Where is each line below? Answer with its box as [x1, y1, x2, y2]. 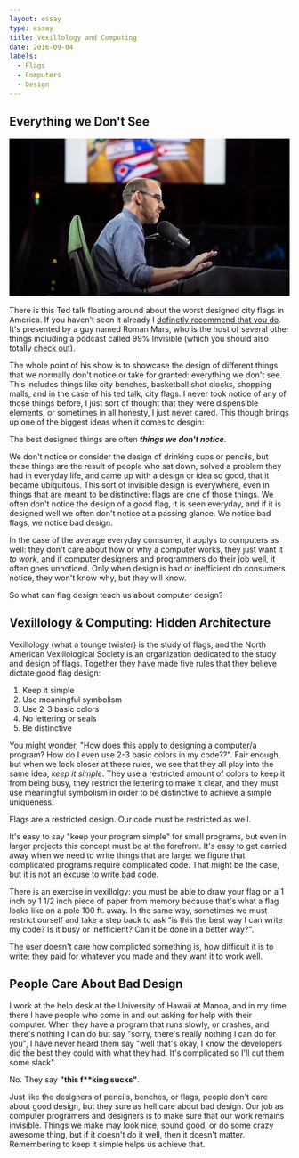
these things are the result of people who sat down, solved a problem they [9, 461, 282, 472]
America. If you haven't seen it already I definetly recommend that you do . [9, 314, 282, 325]
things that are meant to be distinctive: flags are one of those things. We [9, 490, 274, 500]
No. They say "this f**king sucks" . [9, 1073, 140, 1085]
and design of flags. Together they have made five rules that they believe [9, 658, 278, 668]
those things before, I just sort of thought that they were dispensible [9, 398, 259, 409]
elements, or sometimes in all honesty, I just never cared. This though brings [9, 408, 289, 418]
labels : [9, 52, 38, 61]
